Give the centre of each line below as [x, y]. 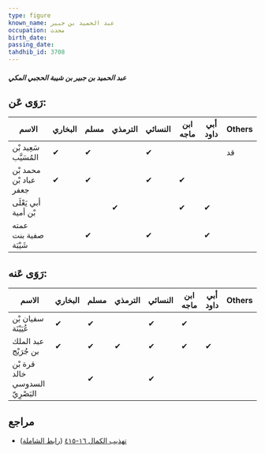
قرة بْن [24, 364]
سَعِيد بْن [26, 148]
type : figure [30, 15]
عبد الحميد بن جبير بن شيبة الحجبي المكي [67, 77]
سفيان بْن [28, 319]
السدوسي [29, 384]
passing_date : [32, 45]
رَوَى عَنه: [28, 273]
